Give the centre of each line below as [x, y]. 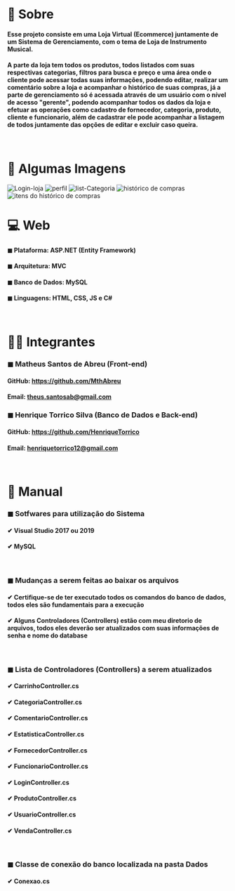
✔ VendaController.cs [40, 831]
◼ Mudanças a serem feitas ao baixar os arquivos [93, 580]
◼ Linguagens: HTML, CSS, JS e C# [60, 298]
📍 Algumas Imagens [67, 169]
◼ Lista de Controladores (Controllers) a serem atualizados [110, 669]
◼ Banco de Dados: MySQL [47, 282]
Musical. [20, 49]
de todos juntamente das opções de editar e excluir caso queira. [103, 125]
